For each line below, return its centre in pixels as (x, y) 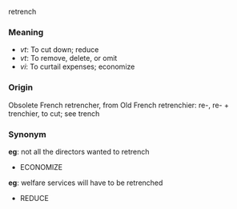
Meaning (26, 32)
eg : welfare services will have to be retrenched (86, 183)
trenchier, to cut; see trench (54, 113)
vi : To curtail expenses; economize (77, 66)
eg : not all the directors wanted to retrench (79, 151)
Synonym (27, 134)
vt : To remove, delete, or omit (68, 58)
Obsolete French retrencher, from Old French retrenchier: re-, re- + (119, 105)
